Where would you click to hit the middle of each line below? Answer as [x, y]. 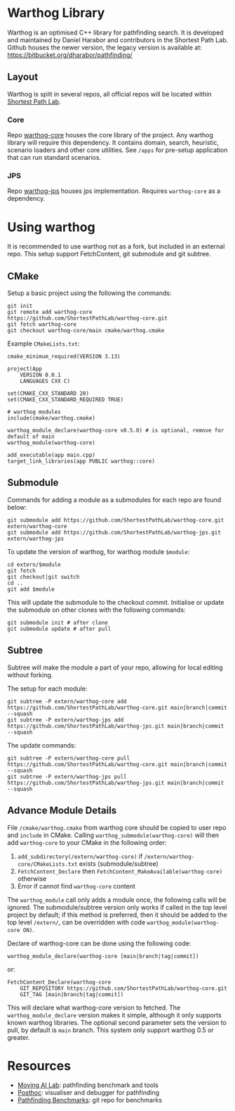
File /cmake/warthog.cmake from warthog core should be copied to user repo [117, 827]
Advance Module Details [62, 811]
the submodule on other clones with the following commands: [96, 610]
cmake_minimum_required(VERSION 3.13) [64, 357]
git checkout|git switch [43, 577]
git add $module [31, 589]
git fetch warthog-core [42, 325]
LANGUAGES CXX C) [45, 382]
